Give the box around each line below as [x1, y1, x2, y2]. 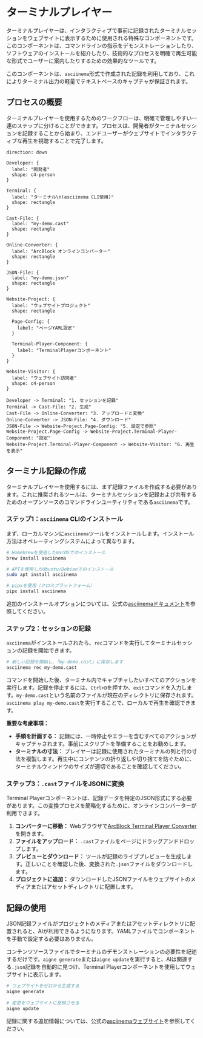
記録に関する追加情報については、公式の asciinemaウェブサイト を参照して [6, 1017, 191, 1025]
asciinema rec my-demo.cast [6, 665, 78, 671]
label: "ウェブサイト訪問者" [12, 375, 77, 381]
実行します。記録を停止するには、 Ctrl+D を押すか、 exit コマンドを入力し [6, 684, 187, 691]
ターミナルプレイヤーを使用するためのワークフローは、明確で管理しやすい [6, 114, 192, 121]
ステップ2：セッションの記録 [6, 625, 91, 633]
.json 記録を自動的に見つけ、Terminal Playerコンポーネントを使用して [12, 963, 186, 971]
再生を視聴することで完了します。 [22, 137, 107, 144]
